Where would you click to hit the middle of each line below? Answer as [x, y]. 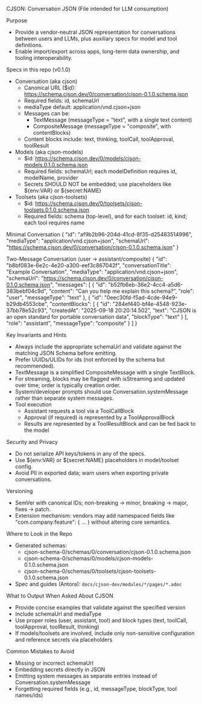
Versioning [20, 491]
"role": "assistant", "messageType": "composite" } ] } [72, 323]
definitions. [29, 45]
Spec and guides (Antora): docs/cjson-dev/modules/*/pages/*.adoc [98, 584]
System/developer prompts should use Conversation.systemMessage [101, 392]
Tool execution [33, 404]
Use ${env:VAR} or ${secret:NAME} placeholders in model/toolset [97, 460]
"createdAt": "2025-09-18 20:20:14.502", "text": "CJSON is [123, 310]
